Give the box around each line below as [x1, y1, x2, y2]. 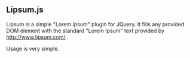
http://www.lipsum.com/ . [6, 33, 69, 41]
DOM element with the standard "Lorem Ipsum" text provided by [6, 27, 165, 34]
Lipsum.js [6, 5, 44, 15]
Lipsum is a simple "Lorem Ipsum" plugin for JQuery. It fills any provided [6, 20, 185, 28]
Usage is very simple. [6, 45, 60, 52]
